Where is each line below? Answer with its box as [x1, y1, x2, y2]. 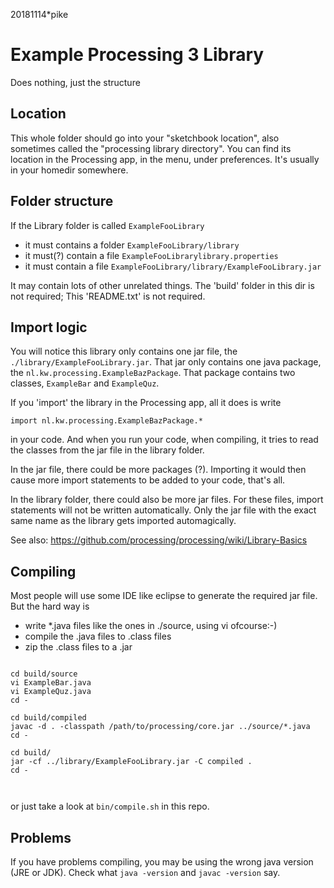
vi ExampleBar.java [10, 678, 92, 688]
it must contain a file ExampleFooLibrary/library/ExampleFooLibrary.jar [24, 260, 322, 272]
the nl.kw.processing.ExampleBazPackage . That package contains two [10, 367, 296, 379]
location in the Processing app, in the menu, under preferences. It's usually [10, 153, 320, 165]
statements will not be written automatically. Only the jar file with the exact [10, 504, 317, 516]
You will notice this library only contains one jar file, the [10, 345, 238, 358]
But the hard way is [10, 600, 90, 613]
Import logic [10, 319, 88, 336]
